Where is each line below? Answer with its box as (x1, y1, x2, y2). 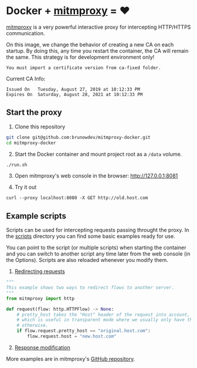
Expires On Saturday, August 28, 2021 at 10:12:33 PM (6, 91, 143, 97)
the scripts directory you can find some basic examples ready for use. (6, 233, 175, 240)
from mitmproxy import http (6, 295, 75, 301)
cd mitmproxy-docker (6, 139, 57, 146)
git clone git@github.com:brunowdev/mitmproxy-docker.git (6, 134, 151, 140)
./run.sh (6, 162, 28, 168)
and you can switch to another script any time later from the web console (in (6, 250, 191, 257)
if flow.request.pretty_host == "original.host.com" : (16, 328, 151, 334)
